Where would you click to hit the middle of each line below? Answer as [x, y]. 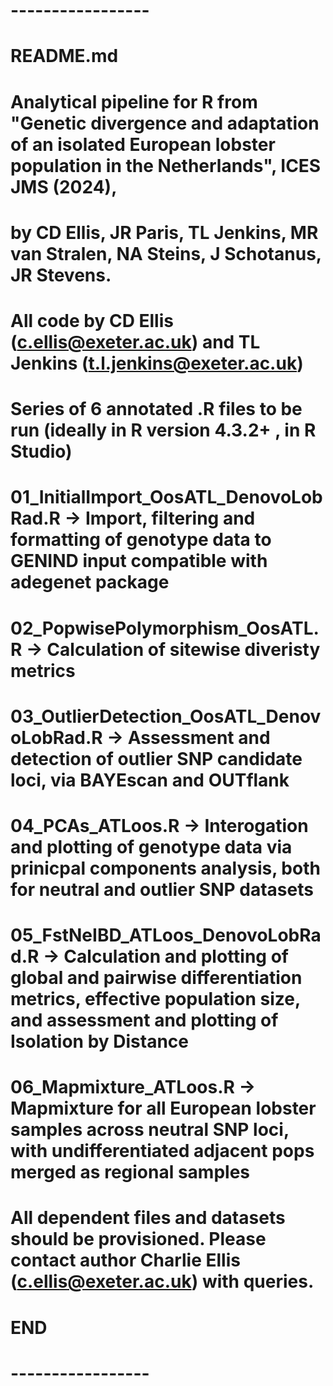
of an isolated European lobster [143, 144]
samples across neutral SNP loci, [150, 1130]
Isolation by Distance [99, 1041]
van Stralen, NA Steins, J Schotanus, [166, 253]
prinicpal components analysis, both [165, 868]
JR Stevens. [61, 275]
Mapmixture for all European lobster [163, 1108]
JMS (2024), [64, 186]
